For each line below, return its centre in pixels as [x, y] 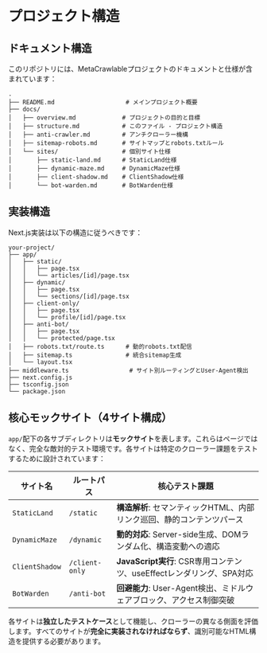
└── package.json [37, 391]
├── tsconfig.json [39, 384]
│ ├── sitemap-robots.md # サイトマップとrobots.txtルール [116, 143]
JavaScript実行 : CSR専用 [163, 561]
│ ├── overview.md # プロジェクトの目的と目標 [104, 118]
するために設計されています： [57, 458]
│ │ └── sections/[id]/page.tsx [69, 296]
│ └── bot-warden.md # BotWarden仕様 [91, 186]
